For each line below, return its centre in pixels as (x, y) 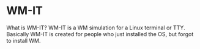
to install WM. (24, 40)
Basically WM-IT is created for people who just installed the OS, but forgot (100, 34)
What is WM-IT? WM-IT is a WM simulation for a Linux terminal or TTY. (96, 28)
